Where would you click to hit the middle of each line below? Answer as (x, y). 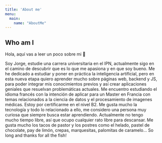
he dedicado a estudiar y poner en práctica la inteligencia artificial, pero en (80, 74)
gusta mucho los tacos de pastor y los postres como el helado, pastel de (77, 125)
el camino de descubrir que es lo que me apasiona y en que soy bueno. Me (80, 69)
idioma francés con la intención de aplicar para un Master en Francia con (78, 94)
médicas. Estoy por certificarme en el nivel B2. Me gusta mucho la (71, 105)
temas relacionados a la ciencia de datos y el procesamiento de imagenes (79, 100)
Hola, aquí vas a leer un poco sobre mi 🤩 (45, 54)
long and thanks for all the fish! (36, 135)
